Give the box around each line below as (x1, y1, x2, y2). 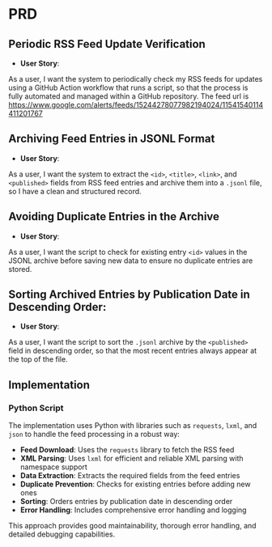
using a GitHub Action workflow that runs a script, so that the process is (8, 83, 249, 92)
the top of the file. (8, 354, 68, 364)
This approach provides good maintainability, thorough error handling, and (8, 521, 257, 531)
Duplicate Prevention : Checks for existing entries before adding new (19, 479, 251, 490)
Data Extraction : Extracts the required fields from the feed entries (19, 471, 240, 481)
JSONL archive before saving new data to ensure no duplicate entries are (8, 256, 253, 265)
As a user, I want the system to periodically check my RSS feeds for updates (8, 74, 263, 83)
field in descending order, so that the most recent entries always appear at (8, 346, 257, 356)
